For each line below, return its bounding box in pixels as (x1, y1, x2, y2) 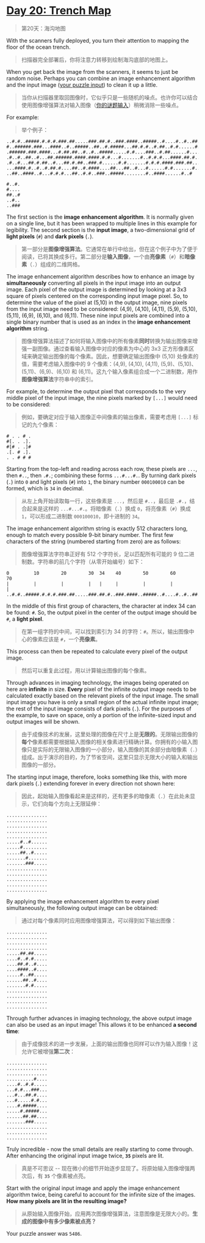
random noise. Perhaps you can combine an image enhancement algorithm (6, 75, 195, 82)
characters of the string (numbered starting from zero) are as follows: (6, 538, 181, 545)
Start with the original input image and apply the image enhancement (6, 1184, 180, 1192)
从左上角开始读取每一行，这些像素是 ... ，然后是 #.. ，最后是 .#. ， (21, 497, 190, 505)
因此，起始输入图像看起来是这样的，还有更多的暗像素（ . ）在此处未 (21, 792, 190, 800)
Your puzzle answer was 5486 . (6, 1230, 82, 1237)
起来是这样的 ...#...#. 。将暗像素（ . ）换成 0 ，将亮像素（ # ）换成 (26, 505, 191, 512)
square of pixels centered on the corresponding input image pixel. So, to (6, 292, 188, 299)
